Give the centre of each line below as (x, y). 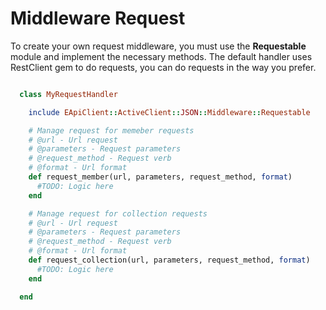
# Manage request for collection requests (118, 213)
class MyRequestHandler (68, 94)
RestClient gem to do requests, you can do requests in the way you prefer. (163, 67)
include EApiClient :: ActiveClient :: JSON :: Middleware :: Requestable (169, 112)
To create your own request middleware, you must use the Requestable (158, 46)
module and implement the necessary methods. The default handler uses (161, 56)
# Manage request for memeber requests (111, 130)
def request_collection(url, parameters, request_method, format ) (169, 260)
